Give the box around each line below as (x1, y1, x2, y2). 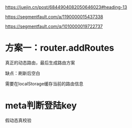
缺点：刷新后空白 (5, 70, 40, 76)
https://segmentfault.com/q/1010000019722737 (5, 23, 103, 29)
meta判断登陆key (5, 100, 77, 111)
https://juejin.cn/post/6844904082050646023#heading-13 (5, 4, 128, 10)
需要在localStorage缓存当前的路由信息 (5, 80, 84, 86)
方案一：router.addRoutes (5, 42, 115, 54)
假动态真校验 (5, 117, 31, 123)
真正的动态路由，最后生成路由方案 (5, 60, 75, 65)
